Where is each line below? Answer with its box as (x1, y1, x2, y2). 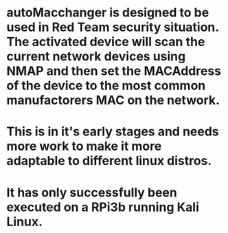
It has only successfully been (6, 184, 178, 200)
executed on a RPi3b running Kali (6, 199, 200, 214)
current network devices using (6, 49, 186, 65)
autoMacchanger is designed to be (6, 5, 209, 21)
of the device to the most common (6, 78, 206, 93)
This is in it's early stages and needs (6, 124, 219, 140)
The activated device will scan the (6, 34, 205, 49)
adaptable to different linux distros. (6, 153, 212, 169)
